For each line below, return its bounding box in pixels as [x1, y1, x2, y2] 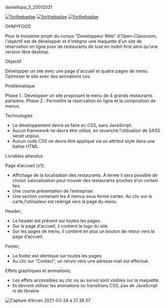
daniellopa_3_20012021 [5, 4, 53, 10]
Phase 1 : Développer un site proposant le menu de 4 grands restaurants [5, 93, 153, 98]
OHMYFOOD [5, 23, 31, 29]
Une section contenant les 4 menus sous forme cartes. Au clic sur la [12, 193, 152, 199]
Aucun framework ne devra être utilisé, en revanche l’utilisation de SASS [12, 127, 160, 133]
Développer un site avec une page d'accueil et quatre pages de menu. [5, 68, 149, 74]
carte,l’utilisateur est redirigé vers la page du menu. [12, 198, 118, 204]
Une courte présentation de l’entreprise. [12, 188, 94, 194]
